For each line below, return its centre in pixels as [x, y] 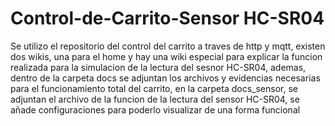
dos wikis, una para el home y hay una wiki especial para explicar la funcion [166, 56]
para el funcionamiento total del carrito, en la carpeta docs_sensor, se [154, 88]
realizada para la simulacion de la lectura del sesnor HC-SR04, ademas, [158, 67]
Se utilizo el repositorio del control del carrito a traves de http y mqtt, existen [168, 46]
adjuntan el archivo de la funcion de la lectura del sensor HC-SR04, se [155, 99]
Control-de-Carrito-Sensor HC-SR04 [167, 18]
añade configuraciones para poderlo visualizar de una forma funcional [155, 109]
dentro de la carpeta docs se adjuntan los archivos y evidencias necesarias [165, 78]
